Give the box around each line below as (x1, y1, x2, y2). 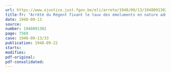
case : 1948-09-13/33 (5, 36, 49, 41)
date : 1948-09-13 (5, 17, 42, 22)
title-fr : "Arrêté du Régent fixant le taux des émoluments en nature (5, 12, 158, 17)
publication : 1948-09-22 (5, 41, 58, 46)
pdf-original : (5, 54, 36, 60)
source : (5, 21, 22, 27)
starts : (5, 45, 22, 50)
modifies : (5, 50, 26, 55)
